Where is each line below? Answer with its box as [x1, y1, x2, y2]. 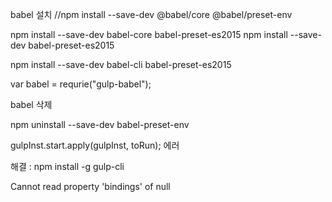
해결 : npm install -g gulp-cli [10, 161, 125, 172]
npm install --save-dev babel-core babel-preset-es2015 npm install [10, 29, 288, 40]
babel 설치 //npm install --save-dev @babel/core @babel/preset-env [10, 9, 293, 20]
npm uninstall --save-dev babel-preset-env [10, 119, 190, 130]
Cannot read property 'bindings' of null [10, 181, 171, 192]
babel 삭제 [10, 99, 53, 110]
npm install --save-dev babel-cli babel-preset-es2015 [10, 59, 232, 70]
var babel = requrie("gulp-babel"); [10, 78, 152, 90]
